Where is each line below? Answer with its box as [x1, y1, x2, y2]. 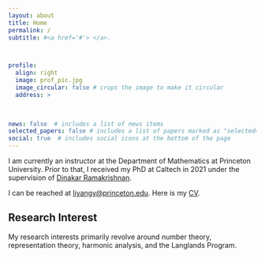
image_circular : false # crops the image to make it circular [15, 84, 224, 92]
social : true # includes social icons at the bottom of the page [8, 135, 231, 143]
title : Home [8, 19, 47, 27]
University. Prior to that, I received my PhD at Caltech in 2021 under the [8, 165, 240, 174]
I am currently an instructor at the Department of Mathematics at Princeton [8, 156, 251, 166]
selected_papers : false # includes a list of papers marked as [8, 127, 221, 135]
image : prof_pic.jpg [15, 77, 83, 84]
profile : [8, 62, 37, 69]
